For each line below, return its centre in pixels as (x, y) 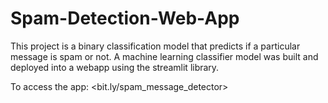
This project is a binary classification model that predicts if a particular (155, 46)
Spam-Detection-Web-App (125, 18)
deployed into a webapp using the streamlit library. (115, 67)
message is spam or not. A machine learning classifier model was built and (164, 56)
